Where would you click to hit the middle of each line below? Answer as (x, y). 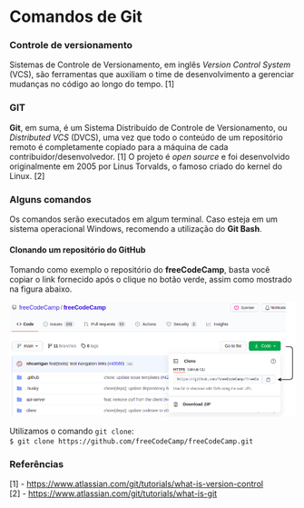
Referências (37, 463)
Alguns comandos (51, 199)
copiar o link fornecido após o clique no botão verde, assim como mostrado (151, 280)
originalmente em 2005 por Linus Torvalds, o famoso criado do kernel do (146, 166)
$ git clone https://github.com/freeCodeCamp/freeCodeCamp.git (132, 441)
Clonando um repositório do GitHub (78, 249)
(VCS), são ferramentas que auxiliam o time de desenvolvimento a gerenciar (152, 75)
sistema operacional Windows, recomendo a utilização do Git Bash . (136, 229)
